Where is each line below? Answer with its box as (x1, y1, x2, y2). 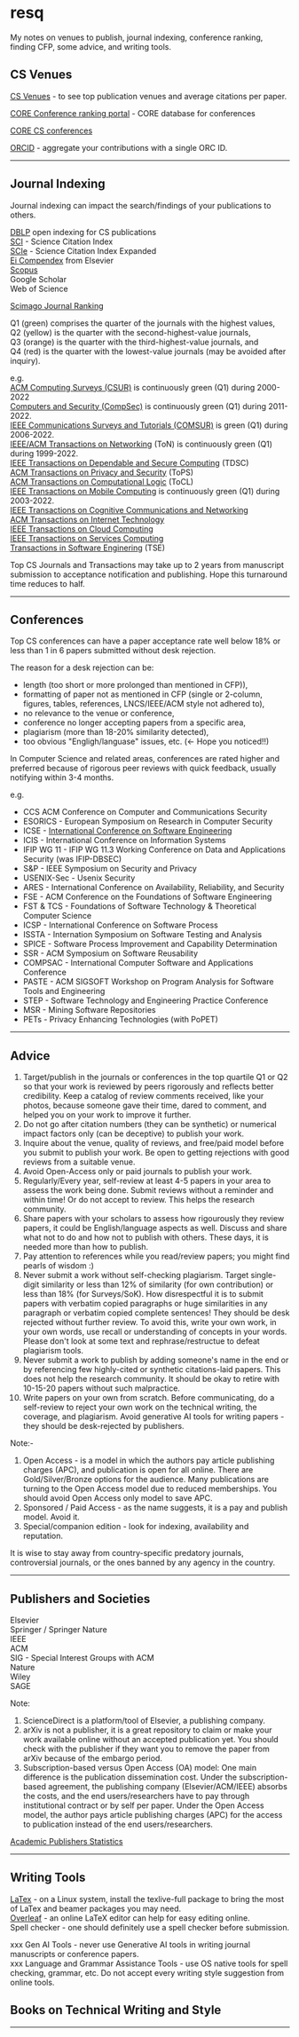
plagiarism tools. (22, 1346, 83, 1356)
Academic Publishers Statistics (10, 1836, 123, 1846)
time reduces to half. (10, 578, 85, 588)
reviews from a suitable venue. (22, 1157, 136, 1167)
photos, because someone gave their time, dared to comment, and (22, 1100, 267, 1111)
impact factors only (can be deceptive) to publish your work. (22, 1128, 245, 1139)
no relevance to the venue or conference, (22, 708, 175, 719)
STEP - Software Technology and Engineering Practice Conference (22, 995, 269, 1006)
